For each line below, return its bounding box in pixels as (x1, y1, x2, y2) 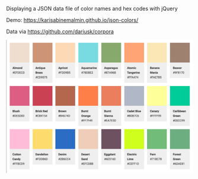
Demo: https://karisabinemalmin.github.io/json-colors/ (6, 17, 139, 23)
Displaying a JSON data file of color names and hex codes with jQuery (6, 5, 178, 12)
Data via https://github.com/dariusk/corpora (6, 28, 114, 35)
